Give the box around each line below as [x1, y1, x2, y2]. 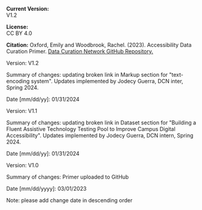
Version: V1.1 [6, 107, 37, 114]
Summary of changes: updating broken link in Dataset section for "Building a [6, 119, 197, 126]
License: [6, 24, 28, 30]
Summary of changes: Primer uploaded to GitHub [6, 173, 129, 180]
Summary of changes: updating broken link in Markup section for [6, 71, 168, 78]
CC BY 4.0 [6, 30, 33, 37]
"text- [169, 71, 184, 78]
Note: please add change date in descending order [6, 197, 133, 204]
